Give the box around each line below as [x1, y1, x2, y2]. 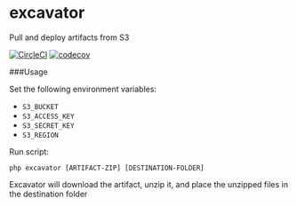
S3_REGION [21, 131, 60, 139]
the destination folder [9, 188, 88, 199]
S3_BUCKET [21, 102, 60, 111]
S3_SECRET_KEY [21, 121, 75, 131]
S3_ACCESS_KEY [21, 112, 75, 121]
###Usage [9, 66, 49, 77]
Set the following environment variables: [9, 83, 157, 94]
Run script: [9, 146, 49, 157]
